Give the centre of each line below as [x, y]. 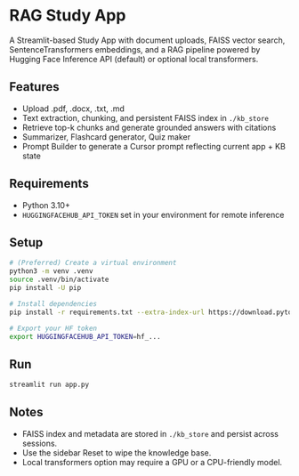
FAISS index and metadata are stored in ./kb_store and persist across [150, 433]
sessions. [40, 443]
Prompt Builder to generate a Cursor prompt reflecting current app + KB [154, 146]
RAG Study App [68, 16]
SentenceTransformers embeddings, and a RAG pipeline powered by [135, 49]
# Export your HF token [53, 328]
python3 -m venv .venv [51, 271]
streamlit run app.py [49, 385]
